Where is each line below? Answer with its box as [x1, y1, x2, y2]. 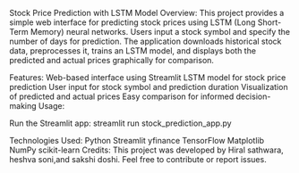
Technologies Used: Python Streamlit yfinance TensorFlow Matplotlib [9, 136, 264, 145]
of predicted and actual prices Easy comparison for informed [9, 91, 235, 102]
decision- [235, 91, 271, 102]
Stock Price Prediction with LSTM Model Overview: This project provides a [9, 8, 285, 18]
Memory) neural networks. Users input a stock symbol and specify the [30, 27, 291, 37]
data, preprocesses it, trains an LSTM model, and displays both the [9, 45, 257, 56]
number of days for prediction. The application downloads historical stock [9, 36, 282, 46]
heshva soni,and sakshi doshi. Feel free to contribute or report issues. [9, 154, 267, 164]
